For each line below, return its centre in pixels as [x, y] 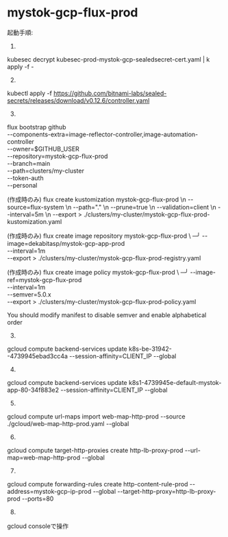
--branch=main [29, 163]
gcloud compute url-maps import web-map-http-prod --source [97, 416]
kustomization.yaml [35, 221]
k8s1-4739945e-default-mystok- [175, 382]
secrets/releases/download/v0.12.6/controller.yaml [78, 100]
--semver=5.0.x [29, 294]
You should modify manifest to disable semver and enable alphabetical [107, 315]
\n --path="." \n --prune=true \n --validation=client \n [141, 207]
